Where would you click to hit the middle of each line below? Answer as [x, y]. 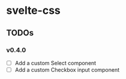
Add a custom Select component [55, 63]
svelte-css [34, 11]
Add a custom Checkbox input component [67, 69]
